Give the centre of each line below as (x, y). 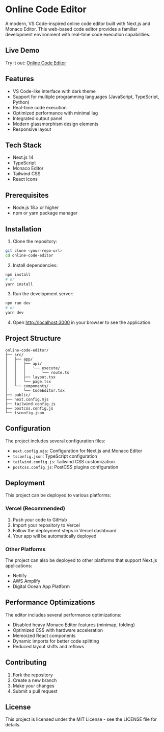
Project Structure (33, 338)
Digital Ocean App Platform (41, 586)
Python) (21, 102)
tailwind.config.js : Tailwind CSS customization (64, 461)
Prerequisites (27, 195)
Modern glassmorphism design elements (56, 124)
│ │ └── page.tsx (28, 382)
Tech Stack (23, 145)
